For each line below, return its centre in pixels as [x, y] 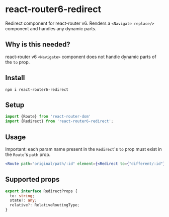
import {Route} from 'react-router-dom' [48, 117]
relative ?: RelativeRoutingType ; [45, 205]
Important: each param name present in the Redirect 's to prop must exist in [83, 149]
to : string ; [22, 196]
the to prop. [18, 62]
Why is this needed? [38, 45]
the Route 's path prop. [28, 154]
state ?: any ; [23, 200]
